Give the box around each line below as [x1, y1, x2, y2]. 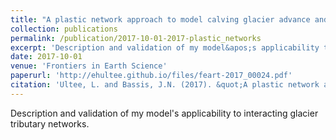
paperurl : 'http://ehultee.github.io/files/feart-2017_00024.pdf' [10, 71, 293, 81]
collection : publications [10, 24, 118, 34]
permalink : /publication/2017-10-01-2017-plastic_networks [10, 33, 262, 43]
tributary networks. [10, 117, 90, 130]
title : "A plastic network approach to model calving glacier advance [10, 14, 311, 25]
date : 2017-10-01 [10, 52, 83, 62]
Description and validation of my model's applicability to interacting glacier [10, 107, 319, 119]
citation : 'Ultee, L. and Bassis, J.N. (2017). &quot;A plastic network [10, 80, 320, 90]
